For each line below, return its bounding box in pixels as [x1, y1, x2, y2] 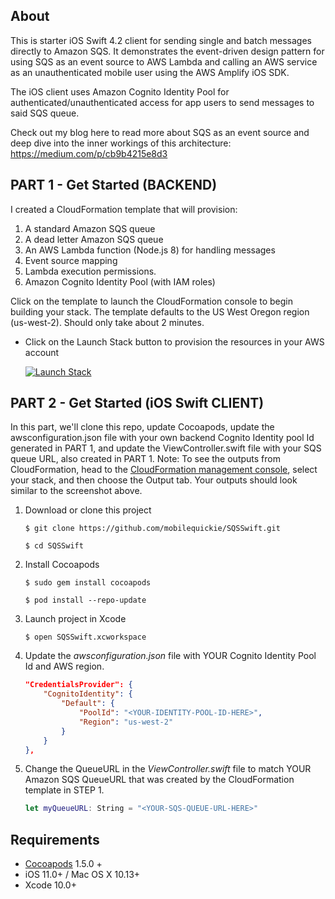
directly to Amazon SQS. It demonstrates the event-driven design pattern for [10, 45, 325, 57]
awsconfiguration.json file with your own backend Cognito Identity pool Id [10, 432, 315, 444]
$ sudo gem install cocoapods [24, 578, 152, 588]
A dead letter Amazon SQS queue [24, 233, 164, 245]
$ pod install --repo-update [24, 595, 147, 606]
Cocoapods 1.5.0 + [24, 858, 103, 870]
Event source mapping [24, 254, 118, 266]
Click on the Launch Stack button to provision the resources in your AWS [24, 335, 325, 348]
